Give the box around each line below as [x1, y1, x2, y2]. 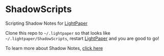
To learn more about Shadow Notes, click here [5, 45, 103, 51]
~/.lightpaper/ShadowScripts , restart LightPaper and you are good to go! [5, 35, 159, 41]
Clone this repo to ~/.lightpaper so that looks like [5, 30, 111, 36]
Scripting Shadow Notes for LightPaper [5, 20, 88, 26]
